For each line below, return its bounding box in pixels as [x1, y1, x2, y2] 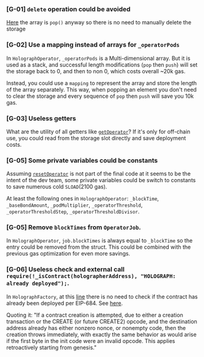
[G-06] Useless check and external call [6, 265, 125, 274]
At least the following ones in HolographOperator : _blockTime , [6, 195, 159, 202]
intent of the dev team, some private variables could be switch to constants [6, 177, 196, 184]
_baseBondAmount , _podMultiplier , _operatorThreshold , [6, 201, 143, 209]
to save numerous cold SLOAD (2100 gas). [6, 183, 107, 191]
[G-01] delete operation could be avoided [6, 5, 131, 13]
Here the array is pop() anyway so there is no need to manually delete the [6, 19, 192, 26]
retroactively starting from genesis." [6, 344, 97, 351]
